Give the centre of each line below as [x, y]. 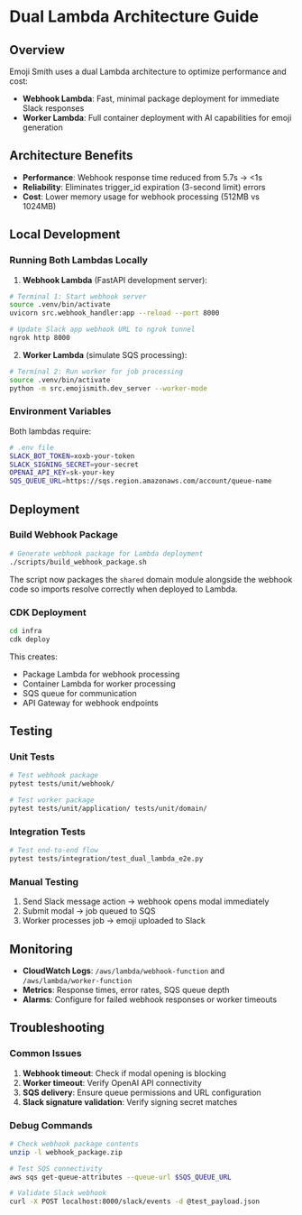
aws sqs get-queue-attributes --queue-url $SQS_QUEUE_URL [120, 1177]
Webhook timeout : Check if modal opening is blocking [124, 1073]
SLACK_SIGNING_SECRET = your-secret [74, 465]
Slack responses [53, 108]
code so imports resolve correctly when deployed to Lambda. [124, 589]
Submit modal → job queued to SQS [89, 911]
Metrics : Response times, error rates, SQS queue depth [126, 990]
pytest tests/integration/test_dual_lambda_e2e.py [106, 859]
